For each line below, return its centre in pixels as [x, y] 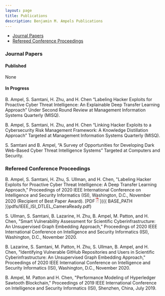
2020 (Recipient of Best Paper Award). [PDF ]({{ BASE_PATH [69, 201]
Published [16, 66]
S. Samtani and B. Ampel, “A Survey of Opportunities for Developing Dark [80, 145]
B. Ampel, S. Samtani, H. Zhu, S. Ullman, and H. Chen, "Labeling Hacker [78, 179]
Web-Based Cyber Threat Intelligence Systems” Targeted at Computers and [82, 150]
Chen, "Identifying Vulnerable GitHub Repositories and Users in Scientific [80, 252]
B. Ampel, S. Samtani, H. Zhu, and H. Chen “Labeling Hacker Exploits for [79, 99]
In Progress [17, 88]
